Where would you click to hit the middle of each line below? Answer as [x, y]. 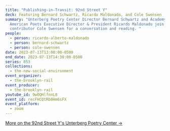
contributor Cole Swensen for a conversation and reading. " [76, 29]
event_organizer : [24, 76]
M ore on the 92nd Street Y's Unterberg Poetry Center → [64, 123]
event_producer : [22, 85]
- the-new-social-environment [41, 71]
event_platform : [22, 104]
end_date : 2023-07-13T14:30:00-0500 [44, 57]
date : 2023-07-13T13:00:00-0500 [39, 52]
